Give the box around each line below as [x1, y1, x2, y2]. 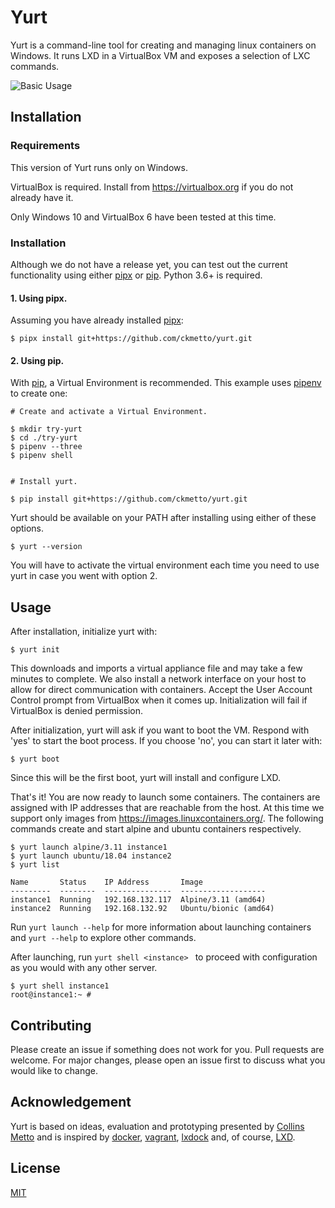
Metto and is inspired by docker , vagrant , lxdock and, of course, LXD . [10, 1131, 296, 1143]
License [10, 1160, 61, 1177]
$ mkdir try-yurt [10, 424, 83, 435]
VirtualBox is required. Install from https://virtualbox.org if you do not [10, 181, 294, 193]
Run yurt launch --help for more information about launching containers [10, 921, 312, 933]
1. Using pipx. [10, 292, 68, 304]
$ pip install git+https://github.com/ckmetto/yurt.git [10, 494, 248, 505]
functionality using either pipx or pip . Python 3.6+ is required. [10, 269, 263, 281]
